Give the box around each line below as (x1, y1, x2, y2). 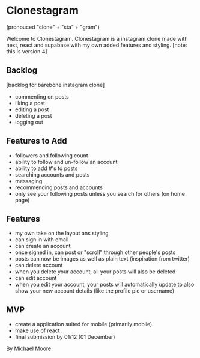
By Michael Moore (6, 345, 52, 352)
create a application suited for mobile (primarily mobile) (14, 321, 153, 328)
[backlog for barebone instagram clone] (6, 81, 105, 88)
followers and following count (14, 151, 88, 159)
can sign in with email (14, 236, 69, 243)
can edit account (14, 275, 57, 282)
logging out (14, 118, 44, 126)
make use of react (14, 327, 60, 334)
